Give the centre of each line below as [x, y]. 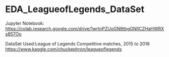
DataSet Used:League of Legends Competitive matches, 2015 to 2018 [77, 43]
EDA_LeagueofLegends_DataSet [75, 9]
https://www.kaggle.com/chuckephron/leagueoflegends [64, 49]
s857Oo [13, 34]
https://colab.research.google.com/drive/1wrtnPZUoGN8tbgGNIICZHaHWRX [85, 28]
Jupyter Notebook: [25, 23]
